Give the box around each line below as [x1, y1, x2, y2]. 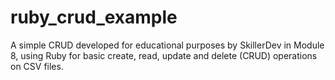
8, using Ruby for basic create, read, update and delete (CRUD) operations [10, 49, 318, 61]
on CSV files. [10, 60, 64, 72]
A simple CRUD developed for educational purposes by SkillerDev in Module [10, 39, 325, 51]
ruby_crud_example [10, 6, 178, 29]
